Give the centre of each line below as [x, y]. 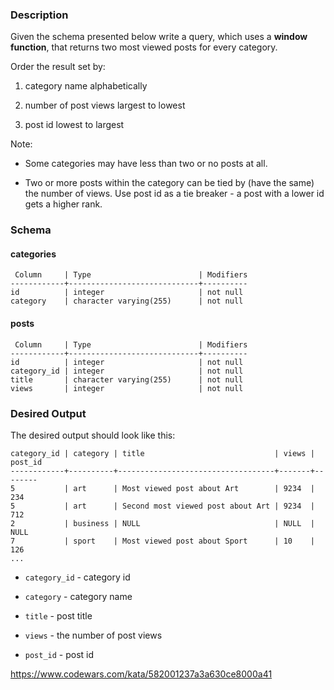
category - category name [78, 596]
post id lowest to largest [74, 125]
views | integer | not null [127, 388]
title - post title [58, 615]
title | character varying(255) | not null [127, 379]
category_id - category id [77, 577]
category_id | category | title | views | [162, 453]
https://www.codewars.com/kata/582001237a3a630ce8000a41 [141, 674]
